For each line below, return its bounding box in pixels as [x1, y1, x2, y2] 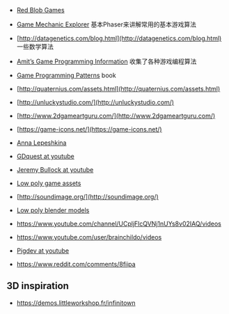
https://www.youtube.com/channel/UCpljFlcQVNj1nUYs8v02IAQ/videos [16, 219, 222, 228]
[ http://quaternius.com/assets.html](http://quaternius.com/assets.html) [16, 85, 221, 93]
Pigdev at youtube [16, 246, 70, 255]
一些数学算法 [16, 42, 54, 51]
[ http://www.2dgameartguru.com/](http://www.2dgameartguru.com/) [16, 111, 216, 120]
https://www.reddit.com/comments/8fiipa [16, 260, 136, 268]
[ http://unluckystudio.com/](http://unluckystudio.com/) [16, 98, 175, 107]
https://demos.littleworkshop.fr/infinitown [16, 299, 136, 307]
